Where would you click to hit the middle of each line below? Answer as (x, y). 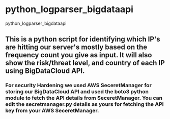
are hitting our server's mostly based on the (76, 47)
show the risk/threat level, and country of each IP (85, 63)
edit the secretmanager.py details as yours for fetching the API (84, 104)
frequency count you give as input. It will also (79, 55)
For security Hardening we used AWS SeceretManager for (78, 86)
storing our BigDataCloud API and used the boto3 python (77, 92)
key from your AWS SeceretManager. (52, 111)
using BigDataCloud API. (45, 71)
